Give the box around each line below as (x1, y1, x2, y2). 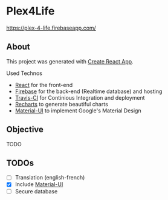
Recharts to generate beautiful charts (15, 100, 109, 108)
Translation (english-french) (15, 174, 85, 181)
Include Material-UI (15, 181, 63, 188)
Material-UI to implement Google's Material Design (15, 107, 141, 114)
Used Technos (6, 69, 42, 77)
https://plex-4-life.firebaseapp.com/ (6, 24, 97, 31)
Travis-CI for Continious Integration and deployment (15, 94, 145, 101)
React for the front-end (15, 81, 73, 88)
